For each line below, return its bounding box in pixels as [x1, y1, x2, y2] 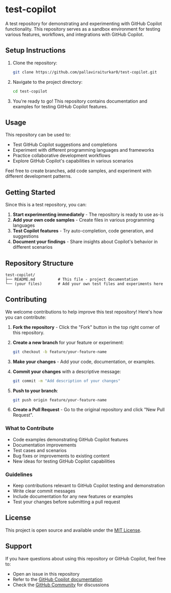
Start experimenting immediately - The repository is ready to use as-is [12, 211, 164, 218]
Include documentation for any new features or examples [12, 493, 133, 499]
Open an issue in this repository [12, 571, 80, 577]
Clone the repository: [12, 60, 58, 66]
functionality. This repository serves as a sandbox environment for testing [5, 26, 161, 32]
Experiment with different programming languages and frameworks [12, 147, 154, 153]
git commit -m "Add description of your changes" [12, 378, 121, 384]
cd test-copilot [12, 88, 47, 94]
